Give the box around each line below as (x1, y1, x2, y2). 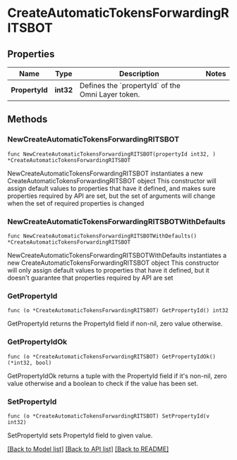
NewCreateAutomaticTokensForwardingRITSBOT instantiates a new (7, 169, 203, 178)
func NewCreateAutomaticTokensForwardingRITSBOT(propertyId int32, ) (7, 150, 217, 158)
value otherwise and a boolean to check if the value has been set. (7, 379, 199, 387)
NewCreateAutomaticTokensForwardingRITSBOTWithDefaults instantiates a (7, 251, 227, 259)
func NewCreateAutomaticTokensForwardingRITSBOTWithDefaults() (7, 232, 197, 240)
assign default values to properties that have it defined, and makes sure (7, 184, 216, 192)
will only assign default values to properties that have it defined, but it (7, 266, 209, 274)
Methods (7, 113, 48, 125)
